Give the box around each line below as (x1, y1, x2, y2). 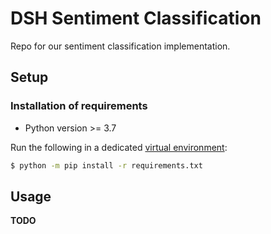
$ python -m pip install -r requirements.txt (10, 160, 203, 171)
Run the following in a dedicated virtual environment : (10, 141, 228, 153)
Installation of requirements (10, 99, 148, 113)
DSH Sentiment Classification (10, 7, 262, 30)
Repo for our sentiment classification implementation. (10, 40, 231, 52)
